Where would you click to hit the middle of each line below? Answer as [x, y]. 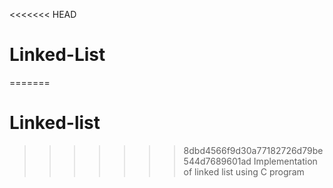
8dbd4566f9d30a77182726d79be [253, 150]
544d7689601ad [217, 161]
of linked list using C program [244, 171]
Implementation [285, 161]
